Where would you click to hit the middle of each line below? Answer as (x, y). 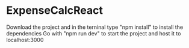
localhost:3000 (25, 40)
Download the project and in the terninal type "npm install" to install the (95, 27)
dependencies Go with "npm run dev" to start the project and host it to (94, 33)
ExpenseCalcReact (55, 10)
